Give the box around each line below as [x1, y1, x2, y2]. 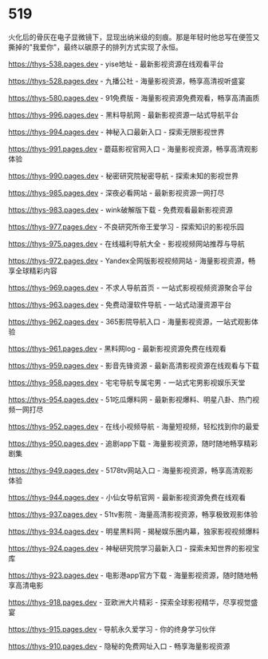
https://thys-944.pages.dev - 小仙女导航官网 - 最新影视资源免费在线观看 [8, 492, 246, 502]
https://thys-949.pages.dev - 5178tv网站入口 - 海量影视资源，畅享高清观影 [8, 465, 254, 475]
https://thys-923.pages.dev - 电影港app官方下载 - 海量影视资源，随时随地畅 [8, 570, 258, 580]
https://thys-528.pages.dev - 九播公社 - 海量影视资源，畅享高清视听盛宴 [8, 76, 246, 85]
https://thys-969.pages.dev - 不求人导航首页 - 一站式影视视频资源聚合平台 [8, 283, 253, 292]
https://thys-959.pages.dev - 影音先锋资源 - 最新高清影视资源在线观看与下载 [8, 360, 259, 370]
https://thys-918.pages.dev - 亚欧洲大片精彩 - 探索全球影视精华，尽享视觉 [8, 597, 251, 607]
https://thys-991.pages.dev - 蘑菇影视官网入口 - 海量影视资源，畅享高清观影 [8, 144, 258, 153]
